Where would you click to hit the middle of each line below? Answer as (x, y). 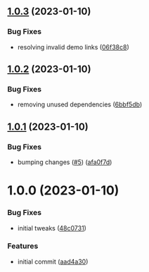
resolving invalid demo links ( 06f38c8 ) (73, 47)
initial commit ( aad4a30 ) (53, 261)
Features (23, 246)
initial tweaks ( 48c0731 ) (52, 228)
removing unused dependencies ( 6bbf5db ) (80, 104)
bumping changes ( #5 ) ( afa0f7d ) (65, 162)
